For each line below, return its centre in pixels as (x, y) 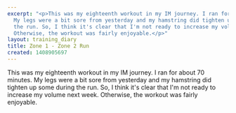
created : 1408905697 (38, 53)
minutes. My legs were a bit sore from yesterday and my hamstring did (110, 80)
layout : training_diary (42, 40)
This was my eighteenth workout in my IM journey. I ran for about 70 (106, 72)
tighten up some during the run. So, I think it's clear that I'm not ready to (112, 87)
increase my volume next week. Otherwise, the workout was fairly (103, 94)
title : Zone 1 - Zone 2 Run (48, 46)
